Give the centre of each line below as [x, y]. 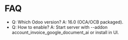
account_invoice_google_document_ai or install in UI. [65, 32]
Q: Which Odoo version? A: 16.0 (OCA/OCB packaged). [67, 22]
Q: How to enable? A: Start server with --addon [60, 27]
